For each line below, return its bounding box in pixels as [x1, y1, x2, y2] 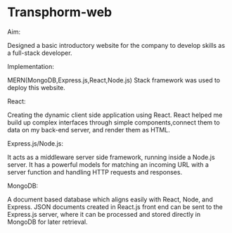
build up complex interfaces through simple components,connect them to [7, 118, 220, 127]
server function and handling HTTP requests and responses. [7, 168, 183, 176]
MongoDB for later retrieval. [7, 218, 88, 226]
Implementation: [7, 62, 55, 70]
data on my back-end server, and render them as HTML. [7, 125, 171, 134]
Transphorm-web [7, 4, 112, 20]
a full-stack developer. [7, 49, 72, 57]
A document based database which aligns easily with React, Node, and [7, 195, 213, 203]
